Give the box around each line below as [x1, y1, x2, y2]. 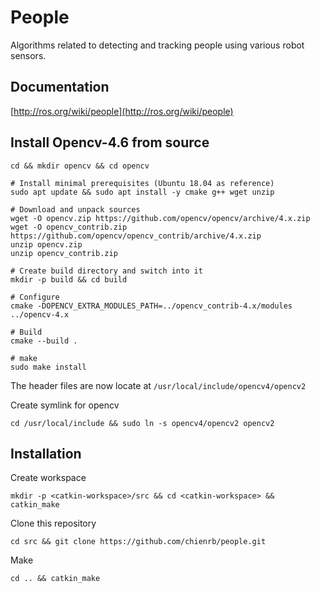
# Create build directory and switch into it [10, 266, 203, 276]
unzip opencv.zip [10, 239, 83, 250]
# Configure [10, 292, 60, 302]
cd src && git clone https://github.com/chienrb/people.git [10, 537, 267, 547]
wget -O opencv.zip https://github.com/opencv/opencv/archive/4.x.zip [10, 213, 311, 223]
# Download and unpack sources [10, 204, 141, 215]
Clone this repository [10, 517, 97, 530]
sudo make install [10, 362, 87, 372]
